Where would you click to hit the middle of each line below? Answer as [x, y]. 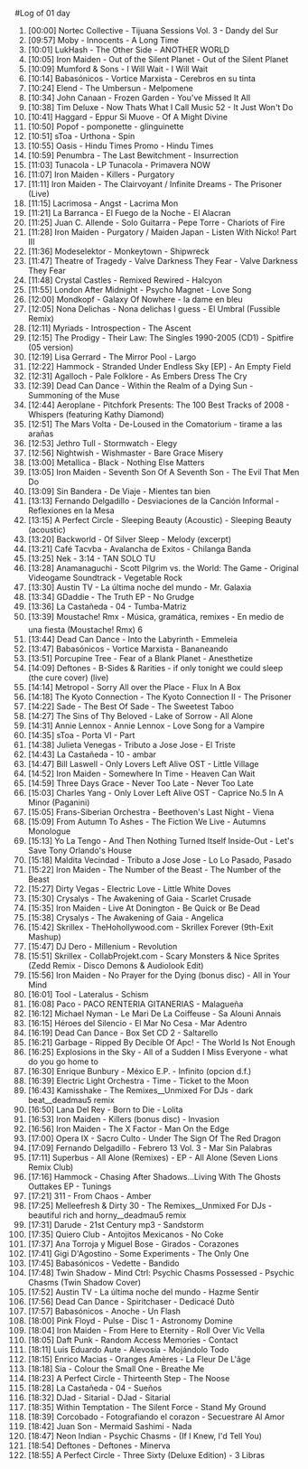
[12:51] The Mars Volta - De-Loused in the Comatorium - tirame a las [155, 424]
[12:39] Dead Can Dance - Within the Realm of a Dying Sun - [140, 386]
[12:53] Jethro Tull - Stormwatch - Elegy [103, 443]
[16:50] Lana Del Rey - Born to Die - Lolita [105, 1109]
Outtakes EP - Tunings [70, 1186]
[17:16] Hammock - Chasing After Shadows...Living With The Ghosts [154, 1177]
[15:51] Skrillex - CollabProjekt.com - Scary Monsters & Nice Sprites [154, 956]
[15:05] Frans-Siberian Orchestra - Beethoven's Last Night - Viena [151, 812]
